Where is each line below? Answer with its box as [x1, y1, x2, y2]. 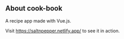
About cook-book [5, 4, 63, 13]
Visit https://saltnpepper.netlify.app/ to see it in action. [5, 28, 120, 34]
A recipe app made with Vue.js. [5, 17, 72, 24]
